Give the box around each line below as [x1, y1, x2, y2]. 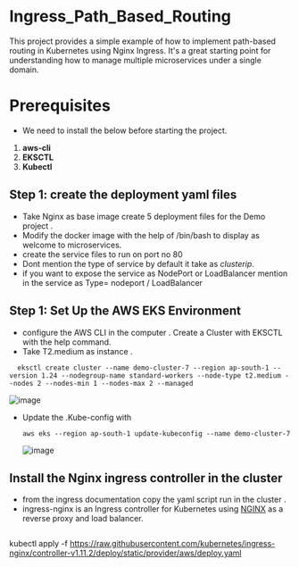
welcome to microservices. [21, 239, 122, 250]
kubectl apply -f [9, 538, 69, 549]
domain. [9, 64, 39, 75]
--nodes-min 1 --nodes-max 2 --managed [45, 379, 194, 388]
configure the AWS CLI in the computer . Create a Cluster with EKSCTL [21, 327, 283, 338]
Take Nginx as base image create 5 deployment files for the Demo [21, 211, 266, 221]
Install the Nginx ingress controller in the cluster [9, 471, 283, 486]
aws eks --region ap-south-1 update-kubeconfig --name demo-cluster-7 [21, 429, 291, 438]
